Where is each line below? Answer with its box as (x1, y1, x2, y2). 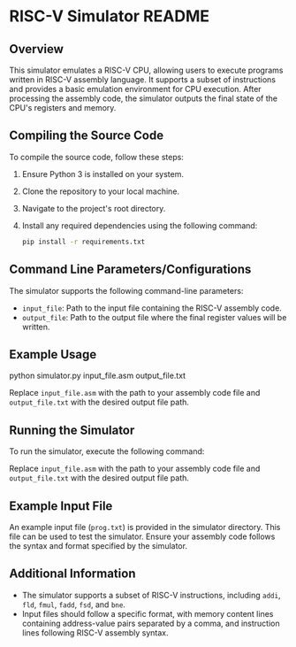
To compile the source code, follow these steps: (9, 151, 184, 162)
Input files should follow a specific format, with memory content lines (21, 608, 274, 619)
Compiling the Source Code (9, 128, 164, 143)
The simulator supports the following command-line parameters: (9, 285, 244, 296)
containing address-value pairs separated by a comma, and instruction (21, 618, 280, 628)
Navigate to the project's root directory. (21, 203, 166, 213)
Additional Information (9, 566, 136, 582)
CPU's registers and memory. (9, 103, 117, 112)
